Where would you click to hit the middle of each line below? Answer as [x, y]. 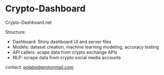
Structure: [15, 32]
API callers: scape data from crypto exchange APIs [65, 52]
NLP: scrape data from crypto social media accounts [66, 57]
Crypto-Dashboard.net [28, 22]
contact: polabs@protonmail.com [39, 67]
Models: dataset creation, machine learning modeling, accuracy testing [85, 47]
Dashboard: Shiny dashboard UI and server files [62, 41]
